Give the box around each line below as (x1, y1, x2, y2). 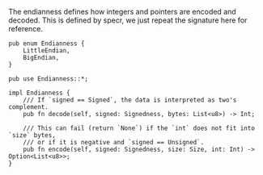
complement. (8, 103, 49, 111)
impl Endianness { (8, 89, 70, 97)
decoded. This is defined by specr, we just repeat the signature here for (8, 15, 248, 25)
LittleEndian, (23, 47, 70, 55)
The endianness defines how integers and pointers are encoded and (8, 7, 236, 16)
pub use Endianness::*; (8, 75, 89, 83)
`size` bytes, (8, 131, 57, 140)
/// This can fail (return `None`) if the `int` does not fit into (23, 124, 255, 132)
